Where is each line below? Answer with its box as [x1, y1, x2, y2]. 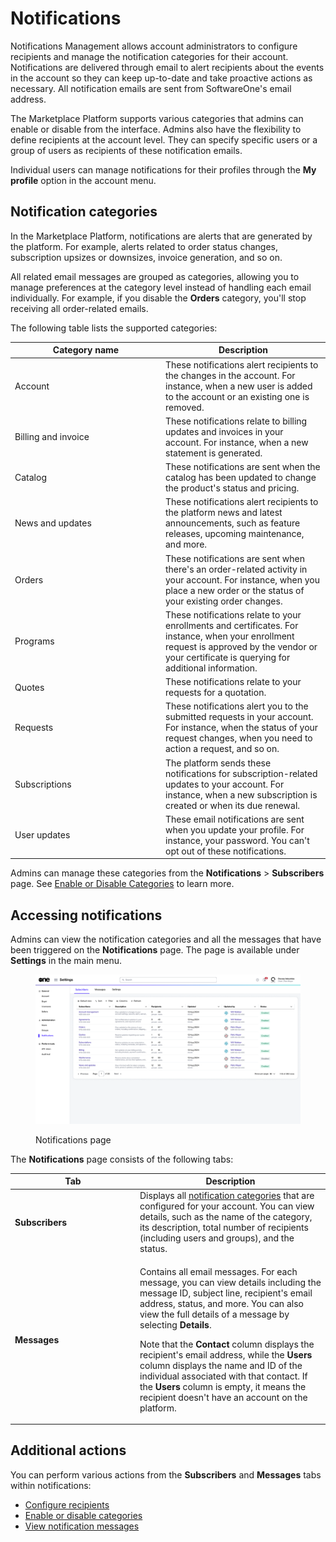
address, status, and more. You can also [139, 1297, 304, 1309]
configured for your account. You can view [139, 1200, 315, 1212]
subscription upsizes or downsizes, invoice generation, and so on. [10, 251, 283, 263]
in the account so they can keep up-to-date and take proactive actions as [10, 72, 313, 84]
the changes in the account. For [165, 369, 296, 381]
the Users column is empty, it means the [139, 1380, 307, 1392]
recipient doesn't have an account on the [139, 1391, 308, 1403]
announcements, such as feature [165, 517, 301, 529]
